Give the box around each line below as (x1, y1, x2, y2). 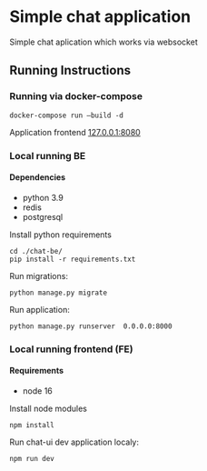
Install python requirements (9, 229, 112, 240)
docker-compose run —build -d (9, 111, 124, 120)
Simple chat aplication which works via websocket (9, 36, 198, 47)
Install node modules (9, 403, 88, 414)
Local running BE (9, 149, 86, 162)
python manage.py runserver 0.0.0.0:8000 (9, 321, 172, 331)
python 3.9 (22, 192, 64, 203)
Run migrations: (9, 270, 68, 281)
